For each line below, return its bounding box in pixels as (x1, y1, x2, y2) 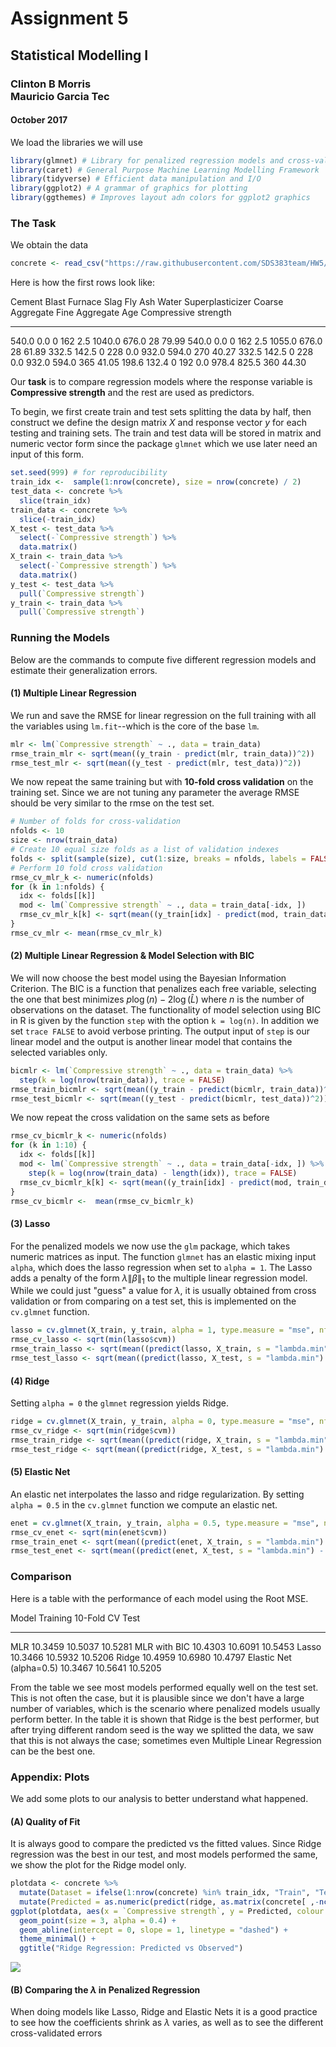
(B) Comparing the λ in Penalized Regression (10, 1983, 201, 1996)
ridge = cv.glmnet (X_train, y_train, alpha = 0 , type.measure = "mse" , (10, 1417, 315, 1427)
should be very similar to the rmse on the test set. (10, 797, 215, 809)
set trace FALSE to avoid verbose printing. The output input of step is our (10, 1025, 311, 1037)
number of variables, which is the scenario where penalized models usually (10, 1702, 321, 1714)
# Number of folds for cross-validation (10, 817, 182, 827)
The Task (10, 217, 57, 230)
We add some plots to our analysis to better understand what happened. (10, 1792, 309, 1804)
